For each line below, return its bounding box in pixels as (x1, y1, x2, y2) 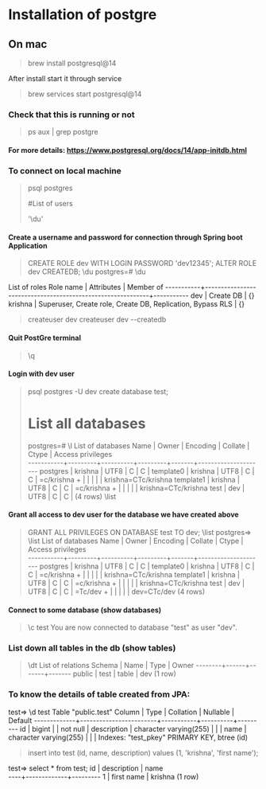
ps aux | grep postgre (27, 127, 98, 137)
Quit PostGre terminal (8, 333, 82, 342)
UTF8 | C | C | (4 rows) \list (27, 491, 117, 501)
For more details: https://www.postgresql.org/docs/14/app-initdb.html (8, 145, 248, 154)
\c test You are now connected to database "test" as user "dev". (27, 623, 237, 632)
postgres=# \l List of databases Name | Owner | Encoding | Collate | (27, 440, 250, 451)
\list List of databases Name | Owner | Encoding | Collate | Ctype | (27, 536, 244, 545)
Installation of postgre (8, 6, 157, 24)
